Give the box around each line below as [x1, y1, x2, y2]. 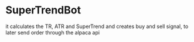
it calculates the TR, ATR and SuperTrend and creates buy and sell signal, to [5, 23, 189, 30]
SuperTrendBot [5, 3, 81, 17]
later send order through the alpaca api [5, 29, 100, 36]
